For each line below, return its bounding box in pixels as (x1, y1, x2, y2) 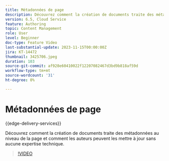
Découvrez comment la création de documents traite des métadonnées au (5, 130, 159, 136)
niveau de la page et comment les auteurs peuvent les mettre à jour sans (5, 135, 156, 141)
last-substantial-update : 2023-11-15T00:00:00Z (5, 45, 107, 50)
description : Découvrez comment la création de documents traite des (5, 12, 154, 17)
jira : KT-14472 (5, 49, 37, 54)
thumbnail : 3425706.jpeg (5, 54, 57, 59)
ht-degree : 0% (5, 77, 35, 83)
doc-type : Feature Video (5, 40, 57, 45)
